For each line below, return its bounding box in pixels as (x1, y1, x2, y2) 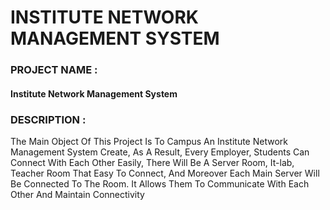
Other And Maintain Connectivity (10, 189, 145, 200)
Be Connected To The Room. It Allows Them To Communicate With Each (10, 178, 310, 190)
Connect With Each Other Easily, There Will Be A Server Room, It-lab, (10, 157, 295, 168)
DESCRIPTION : (10, 112, 87, 126)
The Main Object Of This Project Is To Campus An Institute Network (10, 136, 288, 147)
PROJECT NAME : (10, 63, 98, 77)
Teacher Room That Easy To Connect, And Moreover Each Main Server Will (10, 167, 320, 179)
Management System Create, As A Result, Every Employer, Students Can (10, 146, 310, 158)
